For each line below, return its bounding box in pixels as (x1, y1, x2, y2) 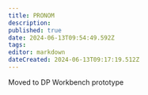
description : (8, 19, 51, 27)
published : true (8, 26, 62, 34)
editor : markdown (8, 48, 66, 56)
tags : (8, 41, 26, 49)
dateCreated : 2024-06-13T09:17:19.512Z (8, 56, 140, 64)
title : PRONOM (8, 11, 55, 20)
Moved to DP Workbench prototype (8, 77, 124, 87)
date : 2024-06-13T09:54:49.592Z (8, 33, 115, 42)
